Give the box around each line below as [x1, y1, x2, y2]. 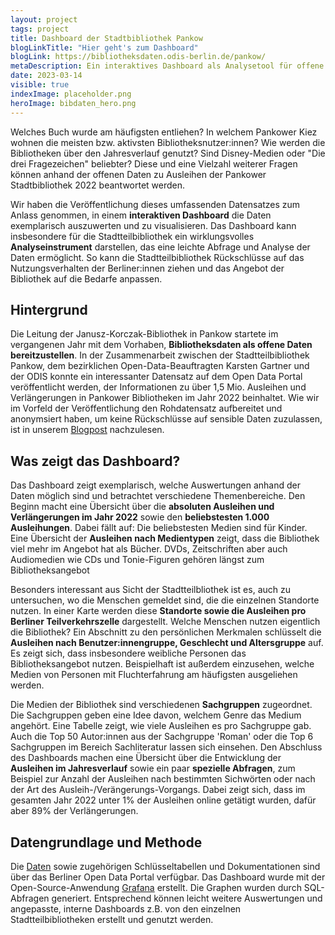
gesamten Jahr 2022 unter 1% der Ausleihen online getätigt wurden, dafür [10, 794, 317, 806]
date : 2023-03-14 [10, 71, 83, 81]
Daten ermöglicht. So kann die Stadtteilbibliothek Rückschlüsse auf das [10, 251, 305, 263]
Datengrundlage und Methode [10, 834, 203, 851]
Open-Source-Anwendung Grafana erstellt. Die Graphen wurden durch [10, 881, 302, 893]
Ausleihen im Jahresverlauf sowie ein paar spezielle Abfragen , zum [10, 762, 296, 775]
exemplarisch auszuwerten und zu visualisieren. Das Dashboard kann [10, 219, 297, 231]
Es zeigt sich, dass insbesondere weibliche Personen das [10, 647, 247, 660]
